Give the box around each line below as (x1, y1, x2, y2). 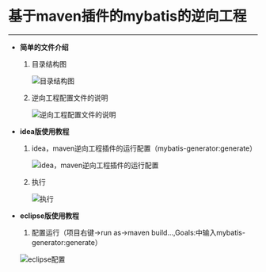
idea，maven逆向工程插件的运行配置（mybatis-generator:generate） (31, 144, 257, 153)
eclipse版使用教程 (19, 211, 79, 220)
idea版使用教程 (19, 126, 70, 136)
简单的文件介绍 (19, 42, 69, 52)
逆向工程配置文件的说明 (31, 93, 108, 102)
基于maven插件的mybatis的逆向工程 (8, 7, 247, 25)
